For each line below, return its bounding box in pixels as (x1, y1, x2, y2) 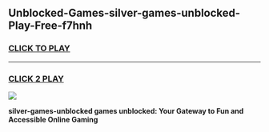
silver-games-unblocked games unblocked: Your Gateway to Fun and (8, 106, 244, 115)
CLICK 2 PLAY (8, 73, 64, 84)
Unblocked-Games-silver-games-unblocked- (8, 6, 241, 20)
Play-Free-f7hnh (8, 19, 93, 33)
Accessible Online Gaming (8, 114, 98, 124)
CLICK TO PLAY (8, 43, 70, 54)
